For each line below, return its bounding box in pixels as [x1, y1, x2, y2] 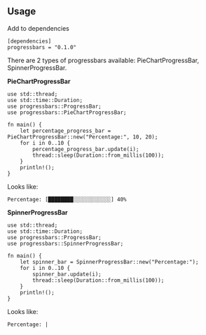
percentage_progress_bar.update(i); [32, 145, 139, 152]
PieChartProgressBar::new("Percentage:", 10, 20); [7, 133, 158, 141]
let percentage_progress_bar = [20, 127, 111, 134]
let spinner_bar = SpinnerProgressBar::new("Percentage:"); [20, 258, 199, 265]
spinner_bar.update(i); [32, 271, 102, 278]
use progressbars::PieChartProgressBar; [7, 108, 128, 116]
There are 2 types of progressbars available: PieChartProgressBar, [7, 56, 200, 64]
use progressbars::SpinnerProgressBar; [7, 240, 124, 247]
